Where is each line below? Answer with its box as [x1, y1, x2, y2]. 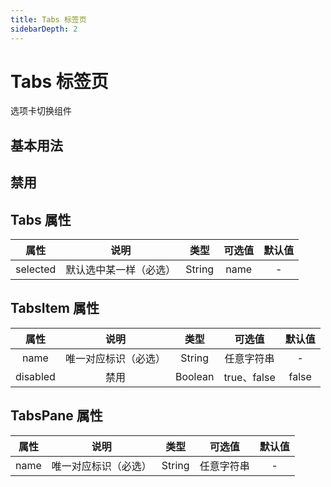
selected [15, 262, 57, 276]
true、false [223, 370, 276, 384]
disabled [15, 369, 56, 383]
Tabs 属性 [10, 211, 72, 228]
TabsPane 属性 [10, 407, 103, 425]
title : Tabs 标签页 [10, 14, 87, 25]
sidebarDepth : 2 [10, 24, 78, 34]
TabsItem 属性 [10, 300, 100, 317]
